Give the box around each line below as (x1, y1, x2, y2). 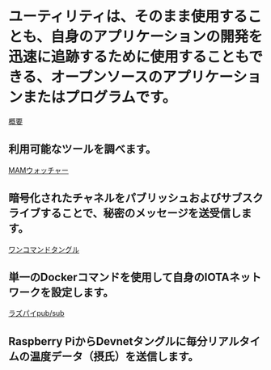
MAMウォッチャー (8, 165, 69, 174)
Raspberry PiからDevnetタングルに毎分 (8, 334, 208, 348)
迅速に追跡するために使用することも (8, 48, 249, 66)
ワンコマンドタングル (8, 244, 79, 254)
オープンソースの (50, 68, 163, 86)
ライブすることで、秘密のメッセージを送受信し (8, 207, 242, 221)
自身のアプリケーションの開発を (50, 27, 263, 46)
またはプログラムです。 (23, 88, 177, 107)
